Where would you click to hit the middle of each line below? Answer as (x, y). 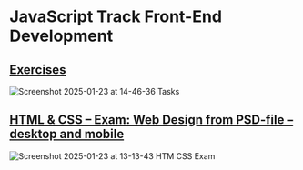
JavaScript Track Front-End (116, 17)
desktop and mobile (67, 134)
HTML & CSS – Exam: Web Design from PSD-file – (151, 120)
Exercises (38, 70)
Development (61, 36)
